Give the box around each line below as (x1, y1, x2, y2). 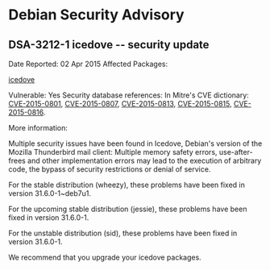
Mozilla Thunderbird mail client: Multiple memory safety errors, (8, 147, 218, 156)
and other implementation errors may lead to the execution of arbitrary (27, 156, 262, 165)
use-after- (218, 147, 253, 156)
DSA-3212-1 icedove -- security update (8, 38, 210, 52)
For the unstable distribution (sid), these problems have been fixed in (8, 228, 238, 238)
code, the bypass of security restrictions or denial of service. (8, 164, 211, 174)
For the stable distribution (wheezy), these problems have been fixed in (8, 180, 246, 189)
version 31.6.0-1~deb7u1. (8, 189, 91, 198)
